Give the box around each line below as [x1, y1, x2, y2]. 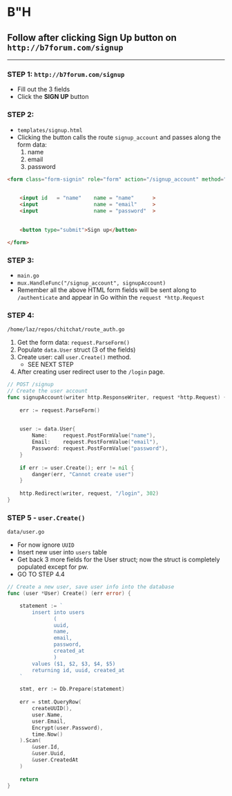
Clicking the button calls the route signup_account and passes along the [17, 133, 221, 141]
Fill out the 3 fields [17, 85, 70, 93]
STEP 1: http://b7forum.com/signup [7, 69, 125, 79]
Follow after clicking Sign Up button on [7, 32, 177, 44]
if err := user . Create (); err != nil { [19, 464, 135, 471]
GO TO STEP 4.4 [17, 570, 66, 579]
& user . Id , [32, 743, 60, 751]
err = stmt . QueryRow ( [19, 698, 81, 706]
